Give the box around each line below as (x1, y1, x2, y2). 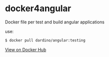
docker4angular (5, 3, 71, 14)
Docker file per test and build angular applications (5, 19, 105, 25)
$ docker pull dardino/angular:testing (5, 38, 86, 43)
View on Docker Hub (5, 47, 47, 53)
